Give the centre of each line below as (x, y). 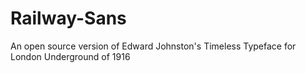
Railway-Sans (68, 18)
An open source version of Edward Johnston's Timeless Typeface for (153, 46)
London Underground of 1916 (70, 56)
